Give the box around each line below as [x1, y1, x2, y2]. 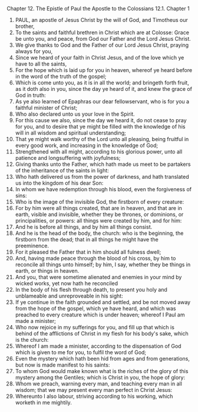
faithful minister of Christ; [15, 104, 78, 111]
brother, [15, 23, 35, 30]
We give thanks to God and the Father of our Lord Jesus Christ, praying [15, 41, 189, 48]
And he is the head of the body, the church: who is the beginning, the [15, 230, 184, 237]
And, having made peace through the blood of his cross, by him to [15, 255, 176, 261]
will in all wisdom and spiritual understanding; [15, 129, 126, 136]
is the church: [15, 336, 49, 343]
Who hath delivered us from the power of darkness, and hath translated [15, 174, 189, 180]
